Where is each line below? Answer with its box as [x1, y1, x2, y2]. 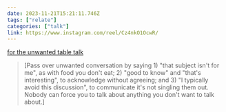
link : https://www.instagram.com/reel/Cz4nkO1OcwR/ [7, 29, 158, 36]
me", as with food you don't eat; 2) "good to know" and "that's [23, 69, 201, 77]
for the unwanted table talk [7, 48, 84, 56]
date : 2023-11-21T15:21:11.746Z [7, 10, 100, 17]
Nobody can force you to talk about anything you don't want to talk [23, 91, 215, 99]
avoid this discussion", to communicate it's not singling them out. [23, 83, 209, 91]
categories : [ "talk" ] [7, 23, 70, 30]
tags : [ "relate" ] [7, 16, 57, 23]
